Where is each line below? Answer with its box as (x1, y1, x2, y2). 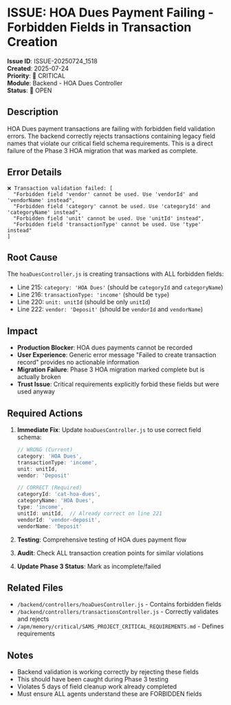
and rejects (16, 615, 49, 623)
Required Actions (7, 407, 83, 419)
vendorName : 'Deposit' (16, 522, 82, 530)
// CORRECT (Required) (16, 484, 82, 491)
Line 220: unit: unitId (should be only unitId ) (16, 298, 151, 306)
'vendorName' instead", (7, 196, 76, 204)
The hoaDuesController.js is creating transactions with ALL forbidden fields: (7, 270, 224, 278)
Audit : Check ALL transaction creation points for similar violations (16, 549, 204, 557)
